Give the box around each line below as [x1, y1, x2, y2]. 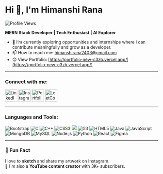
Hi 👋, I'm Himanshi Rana [5, 4, 103, 15]
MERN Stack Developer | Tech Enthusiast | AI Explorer [5, 29, 116, 35]
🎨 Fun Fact [5, 147, 31, 154]
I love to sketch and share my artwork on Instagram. [5, 158, 110, 164]
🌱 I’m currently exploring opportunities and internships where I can [12, 39, 146, 45]
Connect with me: [5, 78, 48, 85]
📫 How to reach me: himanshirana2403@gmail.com [12, 49, 117, 55]
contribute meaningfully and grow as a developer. [12, 44, 112, 50]
